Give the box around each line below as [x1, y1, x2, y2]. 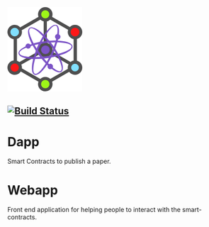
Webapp [7, 182, 58, 198]
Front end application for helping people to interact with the [7, 206, 181, 214]
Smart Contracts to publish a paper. [7, 157, 111, 166]
